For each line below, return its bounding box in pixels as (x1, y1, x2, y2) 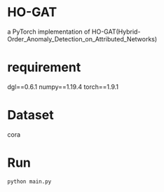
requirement (7, 60, 81, 76)
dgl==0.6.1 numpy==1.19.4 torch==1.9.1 (7, 82, 119, 91)
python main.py (7, 178, 52, 185)
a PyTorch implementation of (7, 27, 90, 36)
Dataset (7, 107, 54, 123)
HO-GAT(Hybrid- (91, 27, 141, 36)
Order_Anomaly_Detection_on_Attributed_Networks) (7, 34, 158, 43)
